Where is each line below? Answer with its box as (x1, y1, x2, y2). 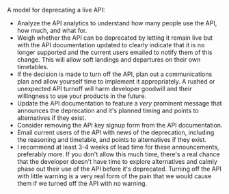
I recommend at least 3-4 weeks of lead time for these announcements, (16, 143, 219, 151)
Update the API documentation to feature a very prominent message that (16, 99, 222, 107)
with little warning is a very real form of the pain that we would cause (16, 172, 212, 180)
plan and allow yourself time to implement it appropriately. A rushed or (16, 77, 215, 85)
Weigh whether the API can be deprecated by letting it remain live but (16, 34, 213, 42)
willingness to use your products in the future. (16, 92, 147, 100)
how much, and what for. (16, 27, 87, 34)
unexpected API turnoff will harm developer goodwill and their (16, 85, 192, 93)
